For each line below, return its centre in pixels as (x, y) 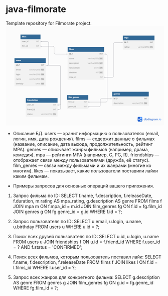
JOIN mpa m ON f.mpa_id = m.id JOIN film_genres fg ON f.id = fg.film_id (87, 206)
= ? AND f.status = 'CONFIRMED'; (48, 247)
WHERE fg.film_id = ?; (35, 288)
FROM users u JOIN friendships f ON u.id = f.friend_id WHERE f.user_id (87, 242)
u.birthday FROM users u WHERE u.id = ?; (56, 227)
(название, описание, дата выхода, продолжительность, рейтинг (83, 144)
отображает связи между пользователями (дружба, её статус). (81, 160)
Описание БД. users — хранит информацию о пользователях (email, (86, 133)
